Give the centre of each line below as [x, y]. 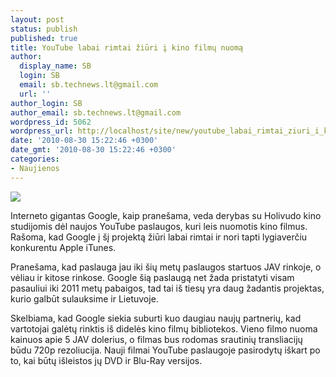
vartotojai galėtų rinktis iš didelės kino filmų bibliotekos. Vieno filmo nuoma [164, 328]
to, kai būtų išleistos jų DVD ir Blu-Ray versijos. [106, 360]
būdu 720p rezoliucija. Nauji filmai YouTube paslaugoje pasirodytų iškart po [165, 350]
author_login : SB [46, 103]
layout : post [37, 19]
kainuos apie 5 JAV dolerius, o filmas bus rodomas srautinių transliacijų [156, 339]
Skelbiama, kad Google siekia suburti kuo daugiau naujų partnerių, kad [156, 318]
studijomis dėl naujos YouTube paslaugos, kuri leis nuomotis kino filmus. [159, 226]
